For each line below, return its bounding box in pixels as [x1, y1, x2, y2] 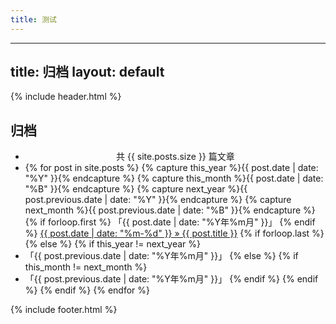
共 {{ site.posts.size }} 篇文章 [116, 151, 235, 163]
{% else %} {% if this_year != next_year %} [24, 238, 201, 250]
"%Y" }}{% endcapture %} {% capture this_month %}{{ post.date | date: [24, 172, 324, 185]
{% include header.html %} [10, 91, 122, 103]
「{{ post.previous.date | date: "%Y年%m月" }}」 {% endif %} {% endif [24, 273, 319, 285]
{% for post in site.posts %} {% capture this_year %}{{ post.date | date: [24, 162, 319, 174]
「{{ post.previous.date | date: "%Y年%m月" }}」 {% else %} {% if [24, 250, 299, 262]
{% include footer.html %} [10, 304, 118, 316]
